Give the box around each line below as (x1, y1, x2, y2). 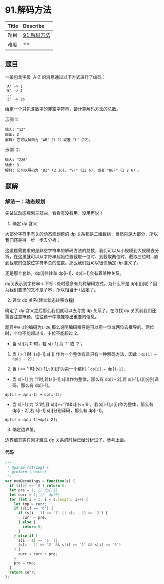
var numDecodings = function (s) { (5, 479, 76, 483)
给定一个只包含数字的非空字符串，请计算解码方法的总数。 (5, 106, 121, 112)
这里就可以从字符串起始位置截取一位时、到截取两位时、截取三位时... (18, 254, 155, 260)
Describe (22, 23, 45, 29)
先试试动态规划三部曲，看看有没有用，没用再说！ (5, 210, 103, 216)
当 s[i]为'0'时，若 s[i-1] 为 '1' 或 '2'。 (12, 341, 85, 347)
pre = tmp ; (14, 560, 36, 565)
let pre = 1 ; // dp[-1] (9, 487, 58, 493)
